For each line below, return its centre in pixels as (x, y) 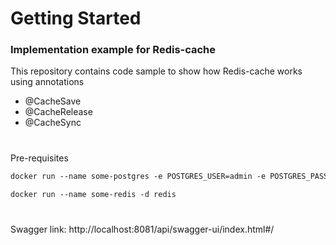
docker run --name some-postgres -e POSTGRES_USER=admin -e (138, 176)
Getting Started (76, 18)
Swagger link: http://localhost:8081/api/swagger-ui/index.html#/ (142, 229)
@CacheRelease (58, 112)
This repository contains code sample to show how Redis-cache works (156, 71)
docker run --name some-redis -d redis (93, 194)
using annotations (47, 82)
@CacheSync (53, 123)
